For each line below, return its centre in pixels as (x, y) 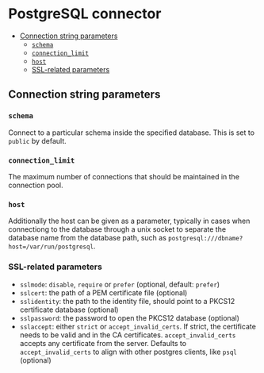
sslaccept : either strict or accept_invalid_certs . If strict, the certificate (138, 326)
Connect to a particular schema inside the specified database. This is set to (132, 133)
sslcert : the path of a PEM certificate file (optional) (103, 292)
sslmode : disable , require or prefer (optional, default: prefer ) (120, 284)
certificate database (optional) (69, 310)
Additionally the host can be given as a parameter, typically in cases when (129, 221)
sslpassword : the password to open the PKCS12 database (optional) (130, 317)
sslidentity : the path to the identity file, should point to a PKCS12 (127, 301)
